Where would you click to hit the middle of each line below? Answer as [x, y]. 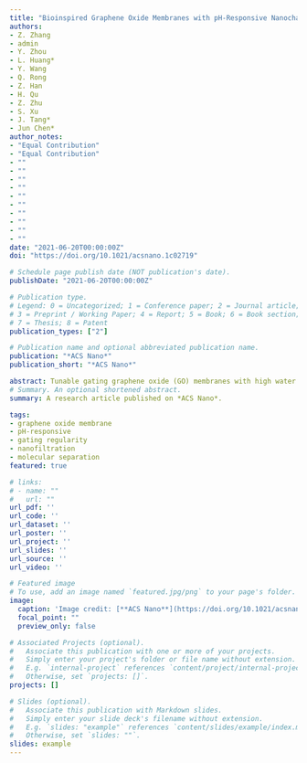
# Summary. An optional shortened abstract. [95, 389]
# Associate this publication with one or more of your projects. [143, 651]
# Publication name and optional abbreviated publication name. [134, 348]
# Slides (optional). [51, 701]
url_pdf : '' [32, 508]
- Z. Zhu [26, 103]
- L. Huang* [32, 60]
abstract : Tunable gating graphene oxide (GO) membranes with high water [153, 381]
